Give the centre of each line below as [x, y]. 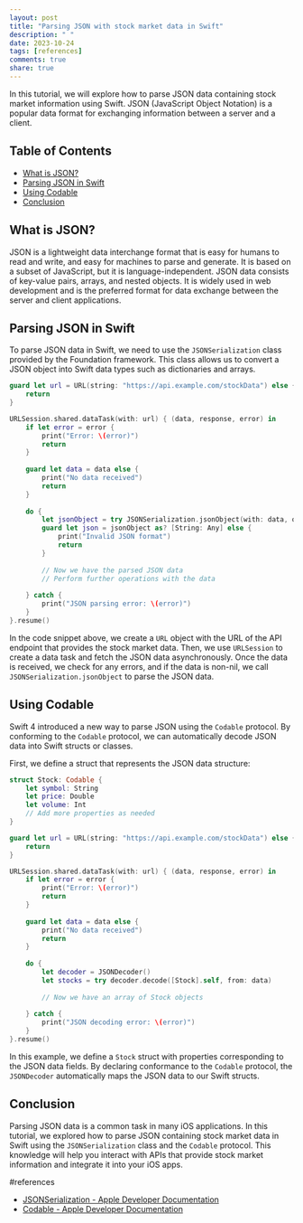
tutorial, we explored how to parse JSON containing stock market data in [144, 1135]
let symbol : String [62, 788]
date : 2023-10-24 [42, 43]
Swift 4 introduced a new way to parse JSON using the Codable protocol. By [150, 726]
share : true [32, 69]
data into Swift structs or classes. [71, 746]
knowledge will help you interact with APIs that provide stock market [137, 1154]
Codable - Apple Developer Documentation [102, 1209]
